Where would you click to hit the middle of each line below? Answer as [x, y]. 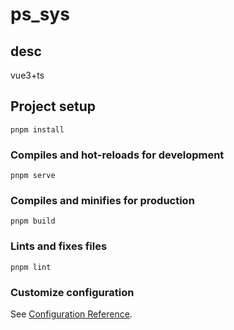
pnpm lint [31, 267]
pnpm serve [33, 176]
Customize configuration [72, 292]
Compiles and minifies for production [102, 201]
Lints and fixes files [59, 246]
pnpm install [37, 129]
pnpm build [33, 221]
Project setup [53, 106]
